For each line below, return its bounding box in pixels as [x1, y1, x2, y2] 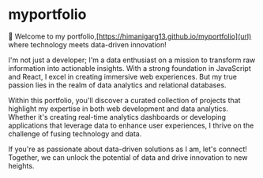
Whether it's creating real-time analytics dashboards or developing [8, 112, 227, 121]
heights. [8, 161, 35, 170]
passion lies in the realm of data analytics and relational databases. [8, 80, 227, 90]
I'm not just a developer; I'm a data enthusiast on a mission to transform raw [8, 55, 256, 65]
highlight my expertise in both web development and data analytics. [8, 104, 229, 113]
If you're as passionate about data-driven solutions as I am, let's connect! [8, 144, 247, 154]
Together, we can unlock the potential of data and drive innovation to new [8, 152, 248, 162]
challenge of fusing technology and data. [8, 128, 142, 139]
